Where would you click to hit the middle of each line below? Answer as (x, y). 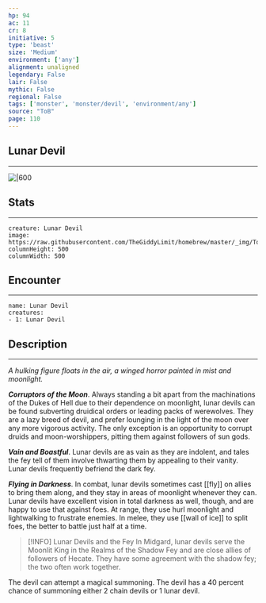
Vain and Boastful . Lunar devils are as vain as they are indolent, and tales (129, 452)
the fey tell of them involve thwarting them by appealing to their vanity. (123, 460)
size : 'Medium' (33, 52)
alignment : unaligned (44, 67)
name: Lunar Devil (38, 306)
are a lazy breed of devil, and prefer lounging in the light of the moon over (129, 420)
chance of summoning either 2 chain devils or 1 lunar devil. (104, 591)
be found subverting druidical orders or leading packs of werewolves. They (131, 411)
